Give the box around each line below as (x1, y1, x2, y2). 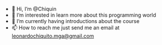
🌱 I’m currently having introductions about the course (11, 18, 140, 24)
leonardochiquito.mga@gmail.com (11, 32, 94, 39)
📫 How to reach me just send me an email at (11, 24, 120, 31)
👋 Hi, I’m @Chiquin (11, 6, 57, 12)
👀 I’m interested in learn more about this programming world (11, 12, 156, 18)
